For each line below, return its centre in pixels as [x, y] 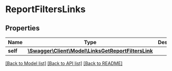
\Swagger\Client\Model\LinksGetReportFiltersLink [90, 51]
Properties [23, 28]
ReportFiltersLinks [46, 9]
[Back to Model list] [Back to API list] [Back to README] [64, 63]
